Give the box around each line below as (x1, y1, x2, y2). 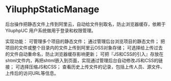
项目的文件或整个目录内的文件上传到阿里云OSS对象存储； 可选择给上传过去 (5, 44, 163, 50)
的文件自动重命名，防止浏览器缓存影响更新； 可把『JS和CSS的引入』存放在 (5, 51, 164, 57)
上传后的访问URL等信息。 (5, 70, 59, 76)
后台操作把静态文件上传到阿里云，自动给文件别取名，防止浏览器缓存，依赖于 (5, 21, 166, 27)
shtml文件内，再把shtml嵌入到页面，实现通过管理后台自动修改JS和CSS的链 (5, 57, 163, 63)
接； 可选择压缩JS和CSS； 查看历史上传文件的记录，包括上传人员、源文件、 (5, 64, 165, 70)
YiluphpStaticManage (5, 4, 99, 15)
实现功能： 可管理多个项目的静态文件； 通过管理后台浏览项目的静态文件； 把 (5, 38, 165, 44)
